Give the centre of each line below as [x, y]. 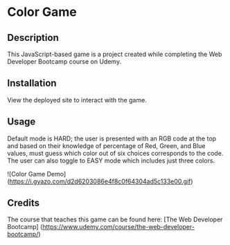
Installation [32, 83]
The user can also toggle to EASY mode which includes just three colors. [111, 161]
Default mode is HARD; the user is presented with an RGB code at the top [112, 138]
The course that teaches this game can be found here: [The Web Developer [115, 219]
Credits [24, 203]
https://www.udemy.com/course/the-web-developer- [119, 227]
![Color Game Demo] [37, 174]
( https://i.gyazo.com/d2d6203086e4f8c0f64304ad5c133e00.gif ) [100, 181]
